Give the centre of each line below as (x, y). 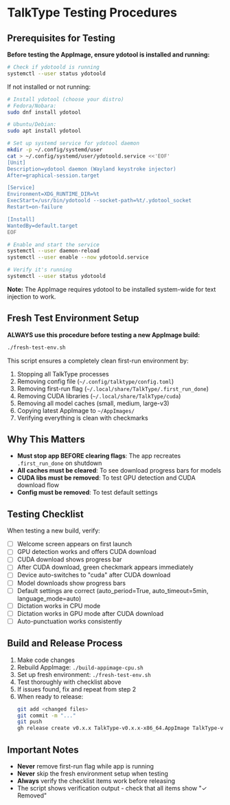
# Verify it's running (39, 270)
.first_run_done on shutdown (59, 463)
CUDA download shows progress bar (69, 559)
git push (30, 722)
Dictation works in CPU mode (59, 605)
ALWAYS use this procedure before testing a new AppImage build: (104, 334)
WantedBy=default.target (43, 226)
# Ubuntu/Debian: (32, 125)
